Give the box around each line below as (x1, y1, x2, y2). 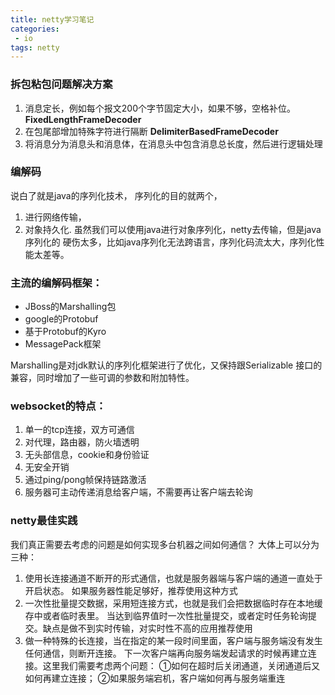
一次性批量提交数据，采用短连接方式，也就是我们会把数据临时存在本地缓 (24, 597, 323, 609)
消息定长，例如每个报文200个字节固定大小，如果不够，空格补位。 (24, 102, 296, 114)
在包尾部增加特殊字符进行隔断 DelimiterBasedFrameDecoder (24, 125, 279, 137)
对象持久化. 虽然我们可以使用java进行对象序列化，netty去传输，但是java (24, 223, 322, 235)
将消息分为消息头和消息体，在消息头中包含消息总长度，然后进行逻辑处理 (24, 137, 323, 150)
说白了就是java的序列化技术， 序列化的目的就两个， (10, 189, 223, 201)
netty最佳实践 (10, 514, 78, 528)
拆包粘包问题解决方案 (10, 77, 113, 91)
